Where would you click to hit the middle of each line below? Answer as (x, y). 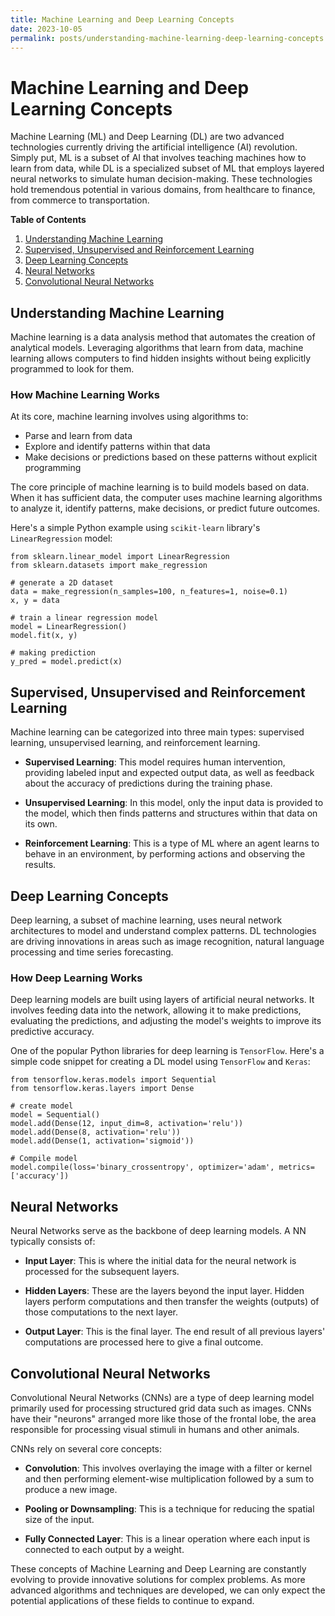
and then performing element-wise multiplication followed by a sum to (169, 1478)
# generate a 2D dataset (62, 583)
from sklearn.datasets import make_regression (109, 566)
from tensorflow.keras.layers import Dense (102, 1089)
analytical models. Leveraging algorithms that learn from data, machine (157, 348)
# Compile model (44, 1159)
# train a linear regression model (84, 618)
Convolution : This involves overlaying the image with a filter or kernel (168, 1468)
